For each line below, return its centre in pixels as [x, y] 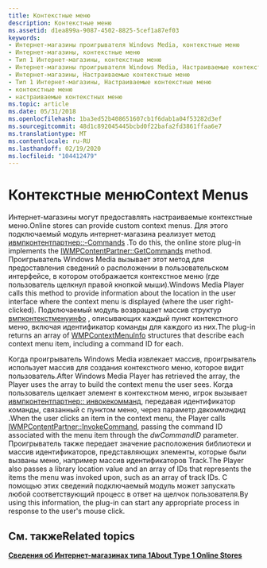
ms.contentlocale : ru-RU [49, 141]
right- [225, 302]
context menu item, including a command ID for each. [96, 344]
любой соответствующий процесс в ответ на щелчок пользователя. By [128, 494]
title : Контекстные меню [49, 15]
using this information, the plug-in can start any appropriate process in [124, 503]
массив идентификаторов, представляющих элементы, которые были [128, 452]
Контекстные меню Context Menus [128, 195]
